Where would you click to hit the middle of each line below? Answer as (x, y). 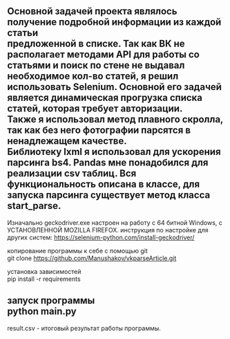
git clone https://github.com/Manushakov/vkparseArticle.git (92, 258)
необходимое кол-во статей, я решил (93, 76)
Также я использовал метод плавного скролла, (115, 119)
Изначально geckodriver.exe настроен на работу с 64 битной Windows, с (115, 222)
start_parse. (34, 206)
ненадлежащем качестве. (67, 141)
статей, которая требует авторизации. (95, 109)
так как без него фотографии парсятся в (99, 130)
